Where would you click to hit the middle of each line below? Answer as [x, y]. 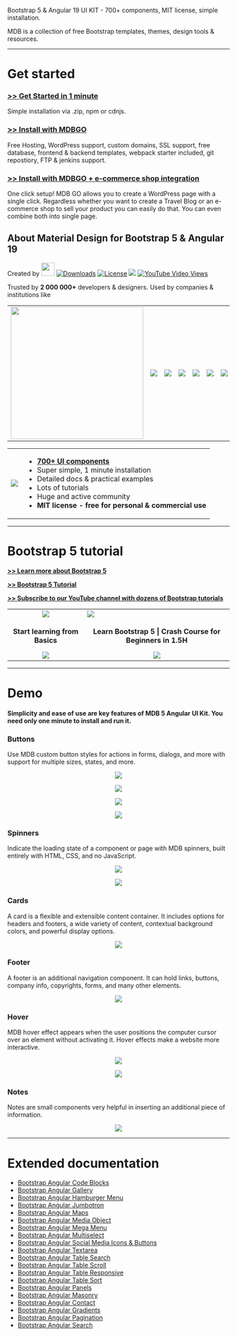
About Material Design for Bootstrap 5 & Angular [116, 238]
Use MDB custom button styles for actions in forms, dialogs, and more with [116, 754]
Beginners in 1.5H [157, 640]
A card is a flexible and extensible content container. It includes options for [116, 916]
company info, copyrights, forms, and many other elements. [94, 985]
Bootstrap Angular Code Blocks [63, 1183]
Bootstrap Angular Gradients [59, 1310]
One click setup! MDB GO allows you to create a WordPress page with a [112, 194]
